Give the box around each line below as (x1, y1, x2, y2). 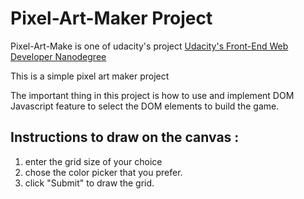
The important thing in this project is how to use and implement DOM (10, 89, 295, 101)
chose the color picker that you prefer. (24, 166, 183, 178)
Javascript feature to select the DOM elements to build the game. (10, 100, 280, 112)
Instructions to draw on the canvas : (10, 129, 240, 146)
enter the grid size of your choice (24, 155, 163, 167)
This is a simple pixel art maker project (10, 70, 170, 82)
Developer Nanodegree (10, 50, 107, 62)
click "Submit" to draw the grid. (24, 177, 155, 189)
